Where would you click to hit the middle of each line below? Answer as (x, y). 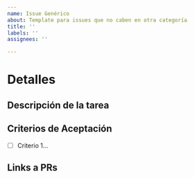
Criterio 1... (33, 145)
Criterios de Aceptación (60, 129)
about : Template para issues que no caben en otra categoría (97, 20)
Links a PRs (32, 167)
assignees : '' (28, 39)
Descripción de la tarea (58, 105)
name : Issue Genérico (38, 14)
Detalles (32, 80)
